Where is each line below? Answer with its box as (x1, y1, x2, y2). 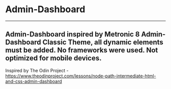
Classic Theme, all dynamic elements (42, 38, 164, 47)
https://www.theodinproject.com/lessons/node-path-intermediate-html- (5, 73, 156, 79)
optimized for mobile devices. (5, 54, 102, 63)
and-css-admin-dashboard (5, 78, 62, 84)
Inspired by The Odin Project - (5, 67, 69, 73)
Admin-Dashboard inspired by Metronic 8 (5, 30, 140, 39)
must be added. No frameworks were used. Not (5, 46, 158, 54)
